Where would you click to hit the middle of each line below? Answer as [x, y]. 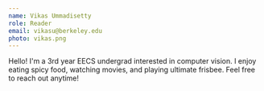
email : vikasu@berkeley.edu [56, 31]
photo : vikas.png [37, 38]
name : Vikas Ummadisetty [50, 16]
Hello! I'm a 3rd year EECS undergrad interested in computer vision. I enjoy [132, 61]
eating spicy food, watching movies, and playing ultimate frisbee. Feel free [132, 70]
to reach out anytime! [43, 78]
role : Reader [30, 23]
